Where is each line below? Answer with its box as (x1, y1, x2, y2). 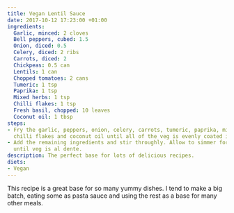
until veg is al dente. (13, 146, 82, 153)
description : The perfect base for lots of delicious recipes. (7, 152, 195, 160)
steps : (7, 119, 26, 127)
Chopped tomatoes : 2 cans (13, 74, 89, 82)
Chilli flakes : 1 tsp (13, 101, 77, 108)
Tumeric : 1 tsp (13, 81, 58, 88)
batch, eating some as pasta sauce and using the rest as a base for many (7, 191, 217, 200)
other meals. (7, 198, 43, 207)
